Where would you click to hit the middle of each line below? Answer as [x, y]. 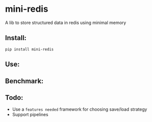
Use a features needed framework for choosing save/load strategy [80, 109]
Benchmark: [24, 81]
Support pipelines [30, 115]
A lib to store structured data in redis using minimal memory [66, 23]
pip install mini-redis [30, 49]
